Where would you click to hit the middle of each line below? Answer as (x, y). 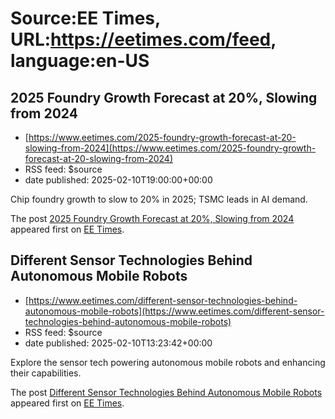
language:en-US (80, 61)
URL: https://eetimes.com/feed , (143, 39)
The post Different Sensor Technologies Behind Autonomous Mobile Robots (166, 392)
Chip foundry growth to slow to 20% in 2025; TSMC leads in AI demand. (159, 199)
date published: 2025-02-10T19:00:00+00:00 (118, 180)
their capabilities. (46, 373)
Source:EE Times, (85, 18)
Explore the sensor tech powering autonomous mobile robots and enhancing (168, 362)
